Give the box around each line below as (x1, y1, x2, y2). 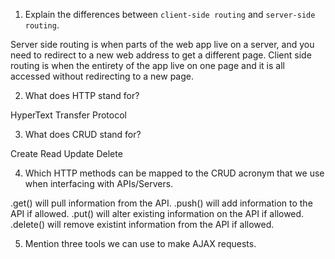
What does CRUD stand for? (24, 129, 142, 140)
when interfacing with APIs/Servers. (24, 178, 174, 189)
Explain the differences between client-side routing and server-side (24, 9, 316, 20)
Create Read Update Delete (10, 148, 123, 159)
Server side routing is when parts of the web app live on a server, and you (10, 39, 315, 50)
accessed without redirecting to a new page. (10, 70, 194, 82)
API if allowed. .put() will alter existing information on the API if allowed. (10, 208, 305, 219)
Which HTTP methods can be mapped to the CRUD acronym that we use (24, 167, 325, 179)
